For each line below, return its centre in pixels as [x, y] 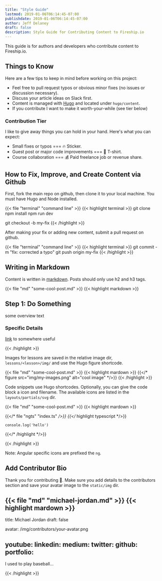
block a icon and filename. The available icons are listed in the [67, 392]
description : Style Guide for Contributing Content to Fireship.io [75, 32]
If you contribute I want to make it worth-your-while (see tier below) [80, 108]
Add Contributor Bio [36, 468]
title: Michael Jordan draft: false [37, 520]
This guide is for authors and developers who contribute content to [72, 46]
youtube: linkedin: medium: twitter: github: [71, 544]
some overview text [25, 316]
